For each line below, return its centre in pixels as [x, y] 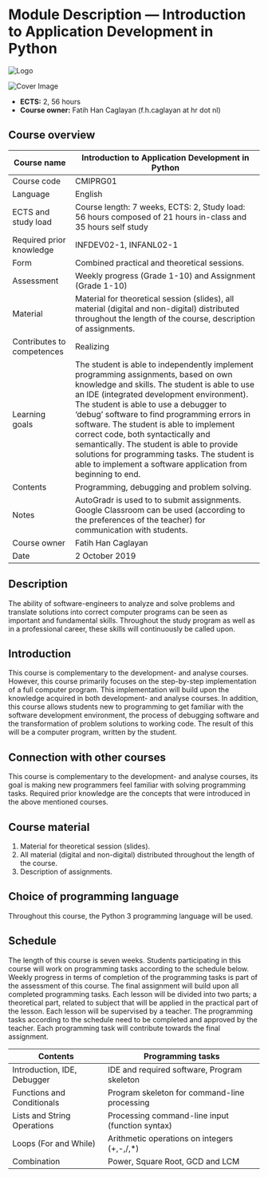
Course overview [52, 135]
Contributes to [39, 341]
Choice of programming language [94, 897]
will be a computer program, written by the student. [93, 732]
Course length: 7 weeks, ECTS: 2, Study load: [160, 207]
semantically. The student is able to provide [157, 444]
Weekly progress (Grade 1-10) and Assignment [166, 275]
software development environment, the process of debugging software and [134, 715]
